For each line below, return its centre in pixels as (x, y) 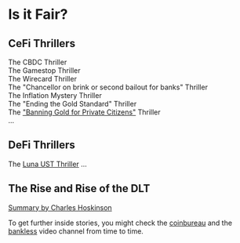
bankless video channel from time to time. (76, 231)
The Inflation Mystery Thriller (55, 95)
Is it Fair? (38, 15)
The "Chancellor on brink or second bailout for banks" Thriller (108, 87)
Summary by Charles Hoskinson (60, 207)
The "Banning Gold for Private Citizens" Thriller (84, 112)
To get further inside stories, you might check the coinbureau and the (120, 223)
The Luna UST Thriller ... (48, 164)
